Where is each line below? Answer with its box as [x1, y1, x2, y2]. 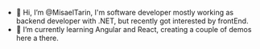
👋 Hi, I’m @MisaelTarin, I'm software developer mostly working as [15, 8, 234, 17]
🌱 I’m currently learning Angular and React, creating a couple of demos [15, 25, 252, 34]
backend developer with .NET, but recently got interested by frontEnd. [15, 16, 249, 26]
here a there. [15, 33, 59, 43]
